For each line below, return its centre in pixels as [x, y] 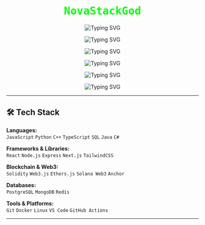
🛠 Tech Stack [33, 112]
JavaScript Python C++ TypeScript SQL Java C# [63, 137]
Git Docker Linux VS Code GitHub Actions [57, 210]
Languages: [22, 130]
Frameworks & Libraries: [38, 148]
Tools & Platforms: [30, 203]
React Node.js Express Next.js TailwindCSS [60, 155]
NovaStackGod [103, 11]
